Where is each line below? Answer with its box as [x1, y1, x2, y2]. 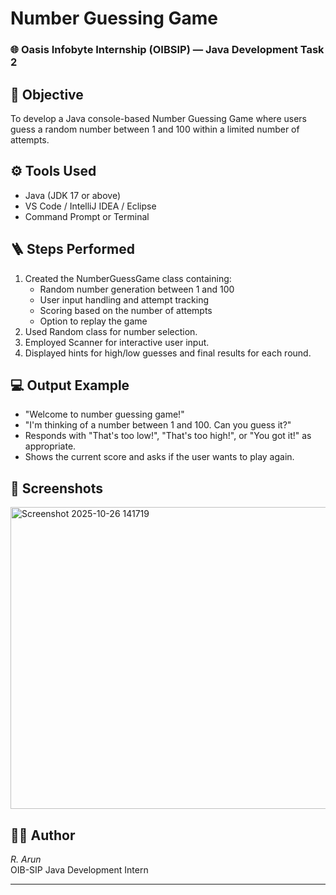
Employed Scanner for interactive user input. [24, 336, 210, 348]
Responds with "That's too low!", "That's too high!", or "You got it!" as [24, 430, 312, 442]
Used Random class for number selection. [24, 325, 198, 337]
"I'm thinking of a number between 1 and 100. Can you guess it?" [24, 419, 292, 431]
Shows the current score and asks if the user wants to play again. [24, 451, 295, 463]
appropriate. [24, 440, 77, 452]
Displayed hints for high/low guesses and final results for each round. [24, 347, 312, 359]
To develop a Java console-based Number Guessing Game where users [10, 112, 307, 124]
